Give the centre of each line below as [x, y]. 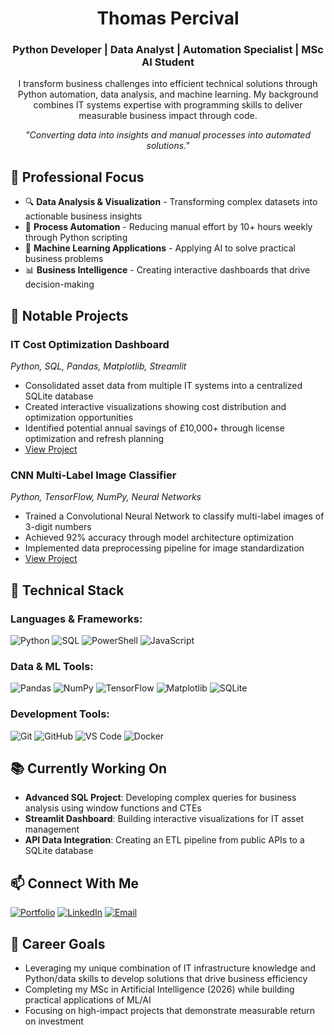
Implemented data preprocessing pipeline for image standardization [164, 548]
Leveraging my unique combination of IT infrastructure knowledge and [170, 968]
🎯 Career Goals [58, 943]
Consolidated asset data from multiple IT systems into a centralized [163, 385]
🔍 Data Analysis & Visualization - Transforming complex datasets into [171, 202]
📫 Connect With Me [75, 883]
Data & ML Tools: [52, 666]
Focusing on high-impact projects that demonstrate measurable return [170, 1010]
